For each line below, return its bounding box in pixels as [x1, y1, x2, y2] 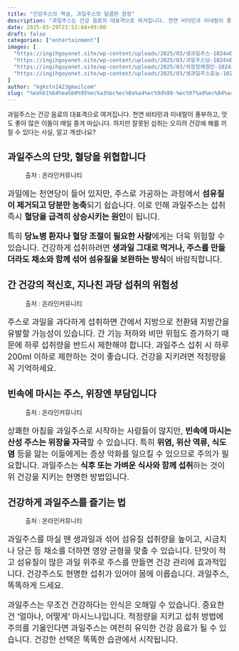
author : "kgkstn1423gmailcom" [7, 83, 97, 90]
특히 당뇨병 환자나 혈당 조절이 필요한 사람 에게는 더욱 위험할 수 [7, 231, 225, 242]
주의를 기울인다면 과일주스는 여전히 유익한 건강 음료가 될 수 [7, 623, 218, 633]
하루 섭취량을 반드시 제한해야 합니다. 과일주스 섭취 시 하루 [24, 340, 229, 350]
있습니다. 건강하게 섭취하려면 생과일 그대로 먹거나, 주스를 [7, 242, 209, 253]
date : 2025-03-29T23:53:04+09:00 [7, 23, 107, 31]
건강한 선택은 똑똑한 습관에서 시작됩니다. [33, 635, 179, 645]
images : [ [7, 43, 37, 50]
